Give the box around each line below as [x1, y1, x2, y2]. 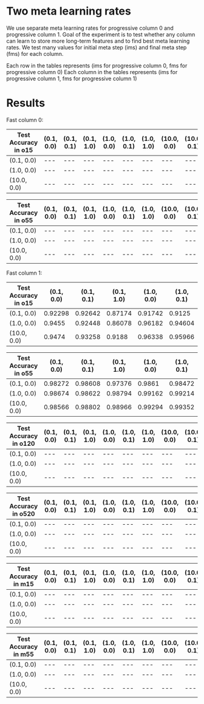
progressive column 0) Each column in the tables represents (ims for [6, 68, 178, 75]
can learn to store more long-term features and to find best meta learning [6, 37, 190, 44]
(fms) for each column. [6, 50, 64, 57]
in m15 [13, 579, 35, 588]
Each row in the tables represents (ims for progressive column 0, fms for [6, 62, 188, 69]
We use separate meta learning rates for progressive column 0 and [6, 24, 174, 32]
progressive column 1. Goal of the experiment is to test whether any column [6, 30, 195, 38]
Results [6, 96, 46, 110]
